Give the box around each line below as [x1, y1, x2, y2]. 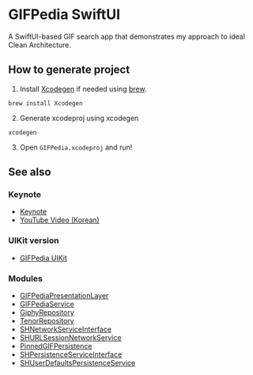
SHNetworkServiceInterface [19, 324, 112, 334]
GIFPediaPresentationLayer [19, 291, 109, 301]
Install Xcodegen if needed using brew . [19, 84, 147, 93]
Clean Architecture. [8, 40, 72, 49]
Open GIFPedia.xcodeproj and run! [19, 142, 133, 152]
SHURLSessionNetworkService [19, 333, 122, 343]
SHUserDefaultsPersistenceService [19, 358, 136, 368]
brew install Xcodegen [8, 99, 83, 108]
